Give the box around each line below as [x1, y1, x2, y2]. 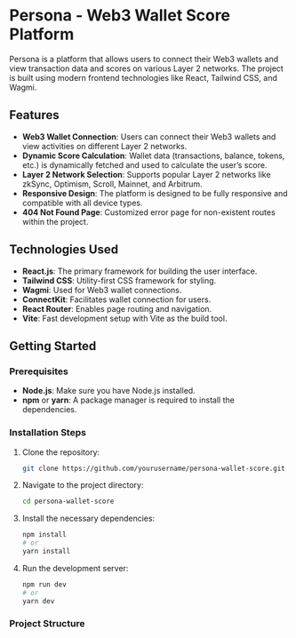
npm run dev [21, 579, 67, 589]
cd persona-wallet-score [21, 497, 115, 506]
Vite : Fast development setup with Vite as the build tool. [21, 313, 228, 323]
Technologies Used [9, 242, 118, 258]
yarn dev [21, 596, 55, 605]
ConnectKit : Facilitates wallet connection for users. [21, 294, 212, 305]
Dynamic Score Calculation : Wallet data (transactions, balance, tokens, [21, 150, 285, 161]
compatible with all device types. [21, 197, 143, 208]
